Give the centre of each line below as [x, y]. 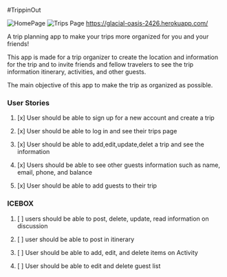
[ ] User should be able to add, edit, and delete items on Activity [107, 252]
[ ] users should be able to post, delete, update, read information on [113, 219]
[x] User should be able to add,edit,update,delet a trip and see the [110, 144]
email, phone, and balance [55, 173]
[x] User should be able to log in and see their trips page [97, 131]
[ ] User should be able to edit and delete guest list [89, 266]
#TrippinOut [24, 10]
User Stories [29, 102]
